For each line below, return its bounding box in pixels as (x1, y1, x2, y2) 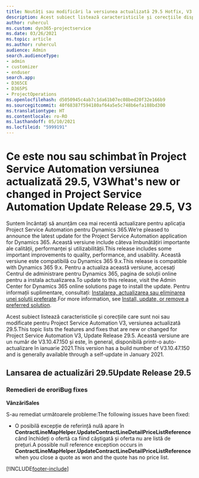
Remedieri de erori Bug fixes (6, 386, 88, 394)
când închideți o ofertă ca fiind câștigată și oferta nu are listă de (14, 435, 171, 442)
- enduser (6, 69, 31, 75)
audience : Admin (6, 47, 46, 53)
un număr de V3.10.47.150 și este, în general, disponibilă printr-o (6, 338, 162, 345)
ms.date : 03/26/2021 (6, 31, 57, 37)
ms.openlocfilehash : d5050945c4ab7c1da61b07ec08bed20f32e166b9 (6, 97, 166, 102)
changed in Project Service (6, 188, 142, 201)
